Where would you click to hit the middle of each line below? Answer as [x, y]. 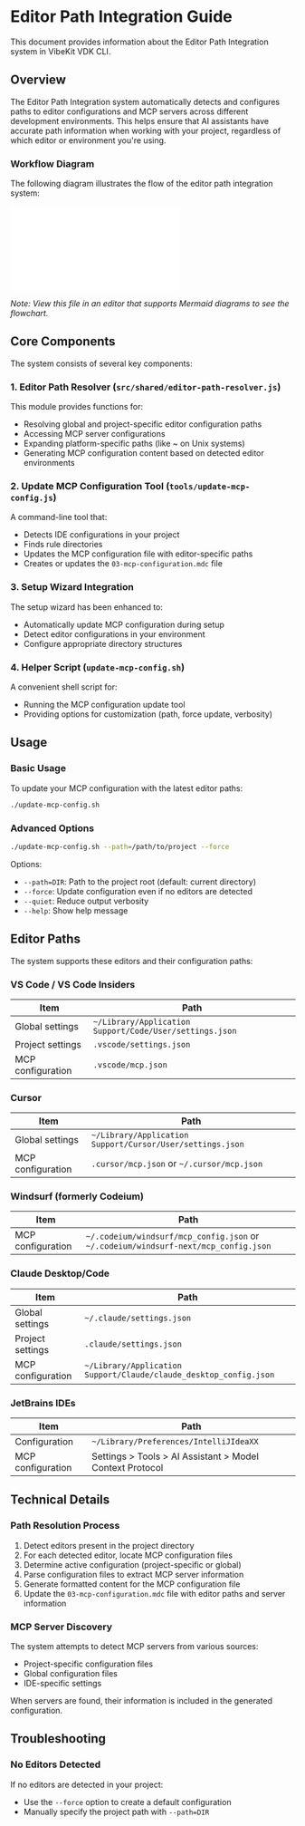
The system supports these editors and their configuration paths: [132, 961]
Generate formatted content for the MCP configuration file [132, 1584]
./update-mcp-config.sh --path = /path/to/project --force [120, 846]
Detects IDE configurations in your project [101, 535]
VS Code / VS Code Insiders [73, 984]
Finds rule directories [63, 545]
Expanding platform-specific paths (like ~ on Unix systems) [134, 444]
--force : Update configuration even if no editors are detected [138, 891]
